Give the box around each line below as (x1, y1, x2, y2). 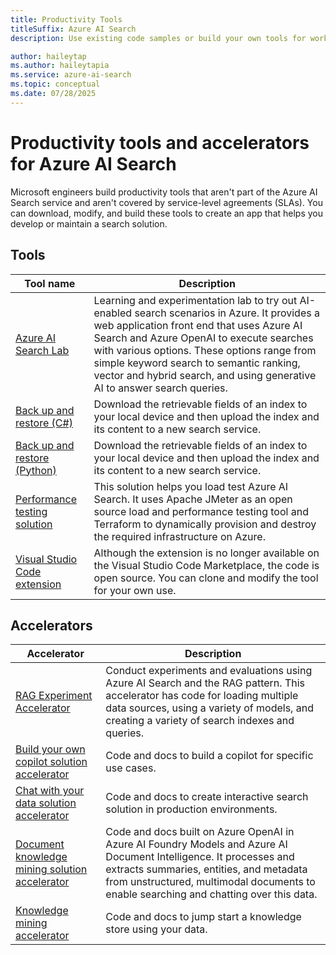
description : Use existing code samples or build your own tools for (10, 33, 307, 43)
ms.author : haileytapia (10, 61, 110, 71)
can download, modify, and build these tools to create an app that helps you (10, 207, 324, 219)
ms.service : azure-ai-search (10, 70, 132, 80)
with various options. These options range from (93, 343, 317, 357)
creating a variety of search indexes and (105, 714, 295, 728)
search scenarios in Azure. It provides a (134, 306, 320, 320)
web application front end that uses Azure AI (93, 318, 303, 332)
